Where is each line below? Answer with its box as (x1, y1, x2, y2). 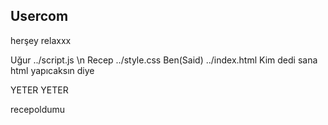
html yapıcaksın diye (10, 64, 95, 76)
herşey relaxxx (10, 34, 72, 46)
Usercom (10, 8, 69, 25)
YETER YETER (10, 84, 69, 96)
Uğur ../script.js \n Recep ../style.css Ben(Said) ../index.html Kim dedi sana (10, 54, 318, 66)
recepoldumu (10, 103, 66, 115)
